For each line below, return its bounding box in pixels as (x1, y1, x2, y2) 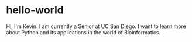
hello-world (6, 3, 64, 17)
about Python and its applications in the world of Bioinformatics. (6, 29, 161, 36)
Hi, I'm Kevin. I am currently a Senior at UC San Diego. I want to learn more (6, 23, 186, 30)
